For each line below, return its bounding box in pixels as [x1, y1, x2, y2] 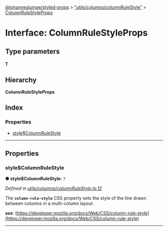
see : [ [5, 210, 17, 216]
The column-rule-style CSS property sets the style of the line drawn [5, 195, 146, 201]
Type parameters [5, 47, 60, 56]
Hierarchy [5, 75, 37, 84]
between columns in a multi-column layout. [5, 200, 94, 206]
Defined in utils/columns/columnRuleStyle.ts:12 [5, 185, 102, 191]
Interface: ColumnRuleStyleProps [5, 27, 148, 39]
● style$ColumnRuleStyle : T [5, 176, 66, 182]
